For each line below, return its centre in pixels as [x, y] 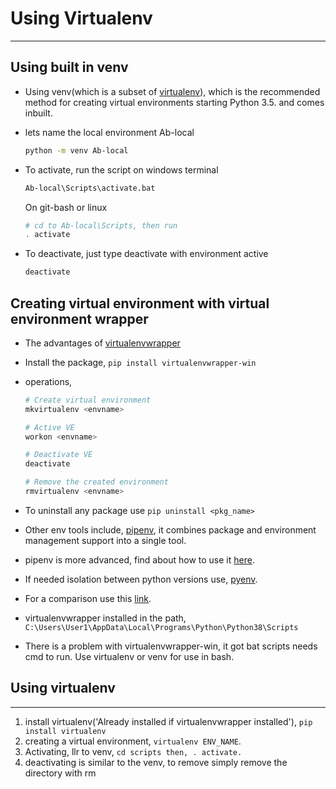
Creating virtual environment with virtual [140, 303]
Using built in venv [69, 67]
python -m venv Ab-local [76, 150]
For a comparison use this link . [88, 598]
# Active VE [49, 427]
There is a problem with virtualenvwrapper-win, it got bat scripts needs [171, 646]
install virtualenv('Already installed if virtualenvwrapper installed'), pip [168, 721]
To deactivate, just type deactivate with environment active [146, 254]
